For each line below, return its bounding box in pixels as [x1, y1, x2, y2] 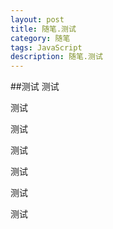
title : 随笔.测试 [10, 24, 77, 34]
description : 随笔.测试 [10, 52, 103, 62]
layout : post [10, 14, 65, 25]
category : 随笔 [10, 33, 71, 43]
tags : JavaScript [10, 42, 83, 53]
